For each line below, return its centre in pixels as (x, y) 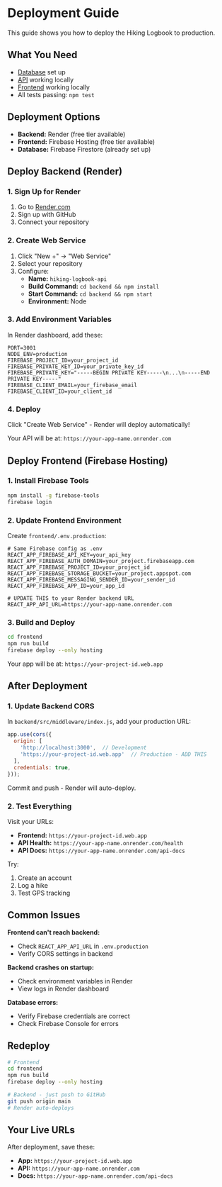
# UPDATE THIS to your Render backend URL (71, 598)
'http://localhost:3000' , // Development (83, 748)
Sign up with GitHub (47, 215)
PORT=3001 (22, 348)
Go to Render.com (44, 207)
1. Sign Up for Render (44, 191)
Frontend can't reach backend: (54, 932)
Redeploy (29, 1046)
